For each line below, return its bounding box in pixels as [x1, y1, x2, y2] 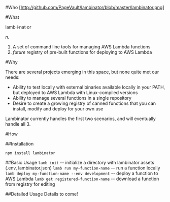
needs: [5, 74, 20, 80]
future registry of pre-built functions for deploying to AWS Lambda [12, 49, 152, 55]
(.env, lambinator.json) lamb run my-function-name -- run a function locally [5, 165, 161, 171]
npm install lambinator [5, 151, 56, 156]
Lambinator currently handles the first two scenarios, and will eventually [5, 116, 156, 122]
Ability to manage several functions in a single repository [12, 95, 132, 101]
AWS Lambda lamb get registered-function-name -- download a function [5, 176, 159, 182]
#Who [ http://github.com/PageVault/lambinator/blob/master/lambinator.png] [5, 5, 164, 10]
